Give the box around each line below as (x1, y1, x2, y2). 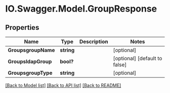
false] (113, 61, 127, 68)
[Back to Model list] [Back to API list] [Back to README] (5, 82, 121, 88)
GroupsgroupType (8, 69, 53, 76)
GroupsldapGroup (8, 58, 52, 65)
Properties (5, 23, 39, 32)
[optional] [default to (113, 55, 162, 62)
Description (79, 38, 108, 45)
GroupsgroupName (8, 46, 55, 54)
